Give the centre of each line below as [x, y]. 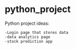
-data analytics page [28, 37]
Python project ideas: [27, 23]
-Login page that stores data [37, 32]
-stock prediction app [29, 41]
